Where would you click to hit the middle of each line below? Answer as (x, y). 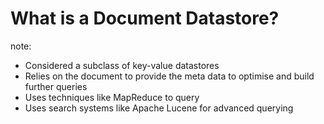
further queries (56, 86)
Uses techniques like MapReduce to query (112, 97)
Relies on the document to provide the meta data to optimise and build (169, 76)
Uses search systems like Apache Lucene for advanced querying (159, 108)
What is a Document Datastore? (145, 18)
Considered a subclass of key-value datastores (122, 65)
